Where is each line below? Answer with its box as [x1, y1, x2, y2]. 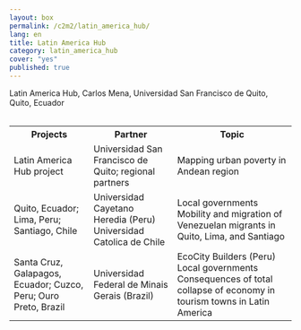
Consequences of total [176, 273, 273, 285]
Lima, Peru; [13, 213, 61, 225]
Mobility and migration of [176, 207, 283, 220]
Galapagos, [13, 266, 62, 279]
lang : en [9, 30, 42, 39]
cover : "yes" [9, 55, 58, 64]
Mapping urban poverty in [176, 153, 287, 166]
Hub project [13, 165, 64, 178]
